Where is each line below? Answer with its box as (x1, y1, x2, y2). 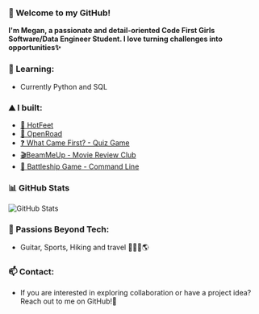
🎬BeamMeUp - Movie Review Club (19, 149, 136, 160)
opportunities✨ (8, 43, 61, 52)
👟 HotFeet (19, 120, 54, 130)
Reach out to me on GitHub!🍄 (19, 296, 117, 306)
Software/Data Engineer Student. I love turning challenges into (8, 34, 223, 44)
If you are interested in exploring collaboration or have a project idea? (19, 287, 252, 297)
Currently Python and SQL (19, 82, 107, 91)
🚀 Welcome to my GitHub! (8, 7, 111, 19)
